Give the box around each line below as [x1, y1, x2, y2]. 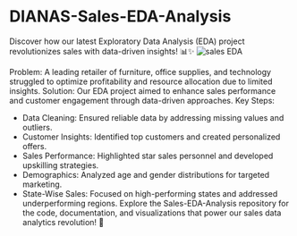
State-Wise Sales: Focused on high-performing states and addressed [21, 188, 278, 198]
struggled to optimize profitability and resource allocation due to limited [9, 76, 273, 87]
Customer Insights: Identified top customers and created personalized [21, 131, 281, 142]
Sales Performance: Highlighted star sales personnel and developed [21, 150, 274, 161]
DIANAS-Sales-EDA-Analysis [9, 6, 232, 27]
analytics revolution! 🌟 [21, 216, 105, 227]
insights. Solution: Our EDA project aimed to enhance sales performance [9, 85, 276, 96]
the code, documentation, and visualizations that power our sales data [21, 207, 282, 218]
